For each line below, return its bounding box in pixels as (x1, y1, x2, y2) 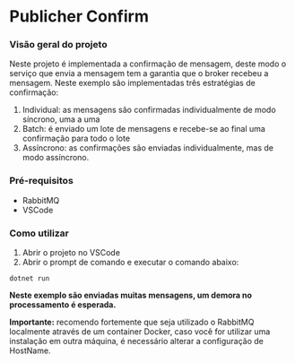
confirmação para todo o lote (22, 133, 131, 144)
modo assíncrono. (22, 152, 90, 163)
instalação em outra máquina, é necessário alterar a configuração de (9, 336, 265, 347)
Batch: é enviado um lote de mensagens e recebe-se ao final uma (22, 124, 266, 134)
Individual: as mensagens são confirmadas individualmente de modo (22, 105, 276, 116)
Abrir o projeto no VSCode (22, 247, 121, 258)
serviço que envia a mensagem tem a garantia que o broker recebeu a (9, 68, 269, 79)
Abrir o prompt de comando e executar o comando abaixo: (22, 257, 239, 268)
